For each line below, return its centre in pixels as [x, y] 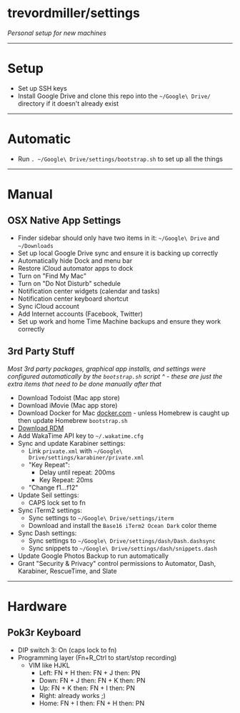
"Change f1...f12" [53, 487]
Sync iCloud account [49, 306]
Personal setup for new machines [57, 33]
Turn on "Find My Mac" [52, 276]
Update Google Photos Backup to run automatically [93, 556]
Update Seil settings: [49, 495]
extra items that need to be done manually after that [85, 384]
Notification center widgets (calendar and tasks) [89, 291]
